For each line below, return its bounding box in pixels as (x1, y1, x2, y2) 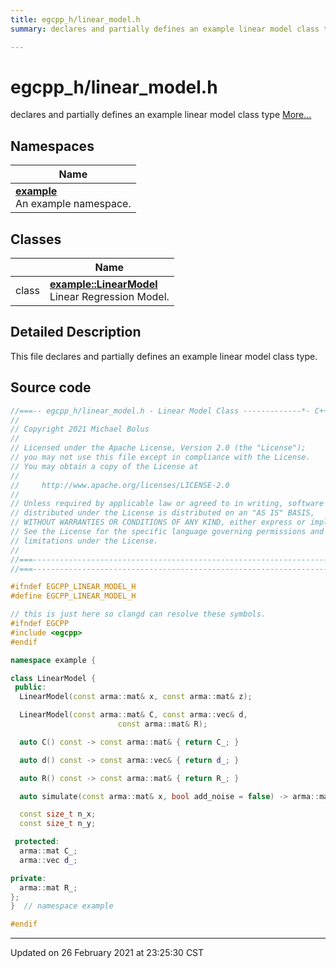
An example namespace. (15, 197, 132, 211)
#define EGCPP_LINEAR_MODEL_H (10, 591, 137, 601)
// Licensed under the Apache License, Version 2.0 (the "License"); (10, 443, 307, 453)
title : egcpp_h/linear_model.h (10, 14, 141, 25)
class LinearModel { (10, 673, 97, 683)
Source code (10, 379, 92, 396)
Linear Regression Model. (49, 290, 170, 304)
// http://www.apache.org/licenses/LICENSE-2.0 (10, 480, 230, 490)
